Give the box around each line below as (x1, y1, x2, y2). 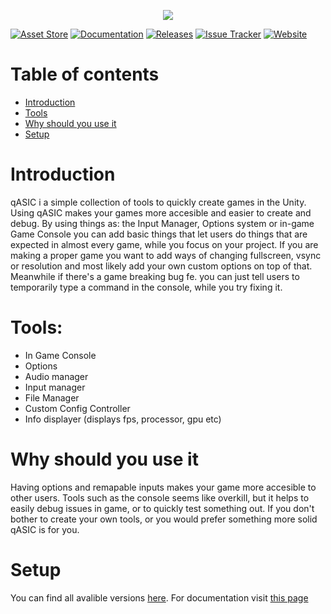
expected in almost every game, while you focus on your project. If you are (10, 238, 319, 250)
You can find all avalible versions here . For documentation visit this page (10, 591, 309, 604)
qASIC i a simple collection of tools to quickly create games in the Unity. (10, 196, 307, 208)
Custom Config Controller (24, 402, 131, 414)
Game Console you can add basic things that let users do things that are (10, 228, 308, 240)
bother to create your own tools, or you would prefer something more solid (10, 513, 318, 525)
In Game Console (24, 349, 97, 361)
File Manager (24, 391, 80, 404)
